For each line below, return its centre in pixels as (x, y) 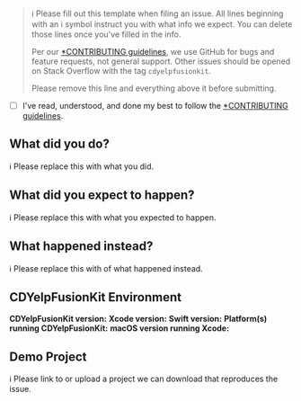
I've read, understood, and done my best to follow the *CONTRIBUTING (155, 106)
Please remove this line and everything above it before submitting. (154, 88)
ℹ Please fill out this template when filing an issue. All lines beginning (157, 13)
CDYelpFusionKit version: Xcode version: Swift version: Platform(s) (138, 319)
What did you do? (59, 144)
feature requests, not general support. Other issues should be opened (161, 61)
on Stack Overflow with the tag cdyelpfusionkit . (121, 71)
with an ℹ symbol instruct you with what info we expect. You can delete (162, 24)
